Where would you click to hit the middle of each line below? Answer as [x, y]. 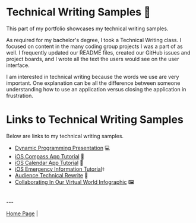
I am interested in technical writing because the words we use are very [93, 77]
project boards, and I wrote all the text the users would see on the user [93, 59]
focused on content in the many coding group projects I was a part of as [94, 46]
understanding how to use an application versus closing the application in [96, 89]
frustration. [20, 95]
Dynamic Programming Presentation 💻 [62, 148]
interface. [18, 65]
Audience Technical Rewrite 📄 [51, 175]
